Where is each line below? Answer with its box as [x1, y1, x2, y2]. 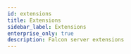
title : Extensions [7, 17, 61, 24]
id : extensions [7, 10, 52, 18]
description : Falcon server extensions [7, 36, 125, 43]
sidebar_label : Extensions [7, 23, 87, 30]
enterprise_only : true [7, 29, 74, 37]
